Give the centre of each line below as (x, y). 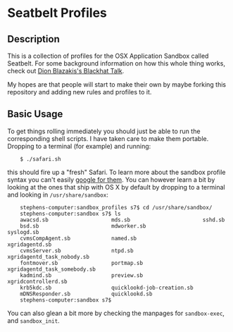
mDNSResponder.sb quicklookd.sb (86, 294)
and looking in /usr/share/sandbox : (58, 195)
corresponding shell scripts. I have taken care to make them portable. (108, 138)
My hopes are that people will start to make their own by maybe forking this (117, 85)
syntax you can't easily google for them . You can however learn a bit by (111, 179)
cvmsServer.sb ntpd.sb (77, 251)
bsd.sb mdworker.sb (83, 226)
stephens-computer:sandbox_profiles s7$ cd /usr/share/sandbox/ (116, 207)
